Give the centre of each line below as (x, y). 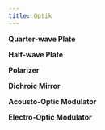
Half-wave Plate (36, 54)
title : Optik (30, 16)
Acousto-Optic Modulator (52, 101)
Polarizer (24, 70)
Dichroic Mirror (34, 86)
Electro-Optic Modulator (50, 117)
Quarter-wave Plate (42, 39)
